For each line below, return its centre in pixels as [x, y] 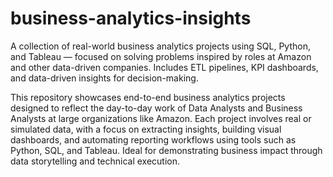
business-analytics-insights [131, 18]
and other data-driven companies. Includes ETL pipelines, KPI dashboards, [164, 67]
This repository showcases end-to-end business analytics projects [148, 97]
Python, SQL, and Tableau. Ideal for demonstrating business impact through [166, 150]
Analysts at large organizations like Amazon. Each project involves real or [161, 118]
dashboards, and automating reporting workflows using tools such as [153, 139]
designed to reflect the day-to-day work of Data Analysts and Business [156, 108]
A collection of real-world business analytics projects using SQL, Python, [160, 46]
